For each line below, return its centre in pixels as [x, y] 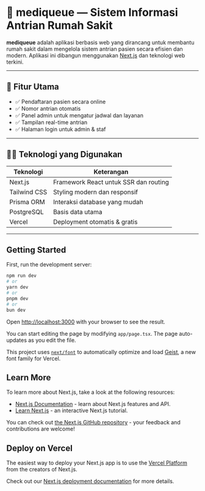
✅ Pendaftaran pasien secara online [60, 102]
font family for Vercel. [34, 358]
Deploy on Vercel [40, 448]
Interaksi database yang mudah [98, 202]
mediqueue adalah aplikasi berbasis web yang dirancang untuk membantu [100, 42]
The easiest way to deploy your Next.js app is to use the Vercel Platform [97, 463]
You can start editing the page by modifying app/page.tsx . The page [92, 333]
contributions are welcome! [41, 429]
